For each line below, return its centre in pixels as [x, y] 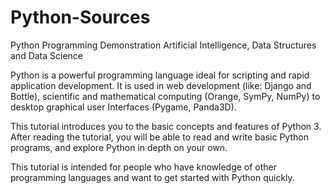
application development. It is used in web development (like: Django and [161, 85]
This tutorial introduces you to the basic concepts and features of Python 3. [166, 126]
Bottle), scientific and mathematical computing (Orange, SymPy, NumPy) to [165, 96]
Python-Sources [80, 17]
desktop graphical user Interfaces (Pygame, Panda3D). [123, 107]
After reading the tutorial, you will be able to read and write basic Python [159, 137]
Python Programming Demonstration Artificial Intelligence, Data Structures [163, 45]
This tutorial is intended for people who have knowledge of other [144, 167]
